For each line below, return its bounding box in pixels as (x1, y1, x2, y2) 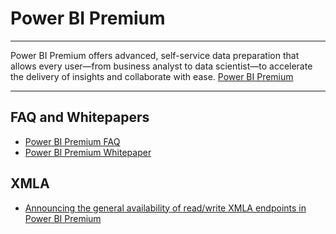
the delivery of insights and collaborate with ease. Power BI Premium (10, 70, 294, 82)
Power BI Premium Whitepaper (24, 146, 152, 158)
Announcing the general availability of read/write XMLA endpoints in (24, 202, 307, 214)
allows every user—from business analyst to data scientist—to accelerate (10, 60, 313, 72)
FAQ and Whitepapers (10, 109, 150, 126)
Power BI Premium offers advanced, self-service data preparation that (10, 49, 300, 61)
